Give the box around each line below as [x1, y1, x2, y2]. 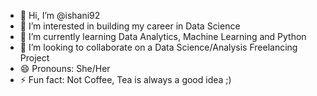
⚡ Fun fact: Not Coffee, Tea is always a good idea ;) [19, 74, 232, 85]
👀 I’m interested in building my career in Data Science [19, 20, 241, 32]
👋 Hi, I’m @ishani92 [19, 10, 101, 21]
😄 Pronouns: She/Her [19, 63, 111, 74]
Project [19, 52, 50, 64]
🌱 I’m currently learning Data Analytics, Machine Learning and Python [19, 31, 307, 42]
